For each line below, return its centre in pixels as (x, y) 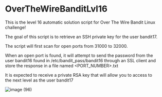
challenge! (16, 27)
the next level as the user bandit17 (39, 80)
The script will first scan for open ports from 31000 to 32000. (66, 46)
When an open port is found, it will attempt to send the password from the (79, 55)
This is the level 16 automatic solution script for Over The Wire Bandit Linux (80, 22)
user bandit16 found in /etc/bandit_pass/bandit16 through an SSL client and (81, 60)
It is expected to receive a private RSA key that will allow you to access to (79, 75)
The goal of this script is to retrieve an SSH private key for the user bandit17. (81, 37)
